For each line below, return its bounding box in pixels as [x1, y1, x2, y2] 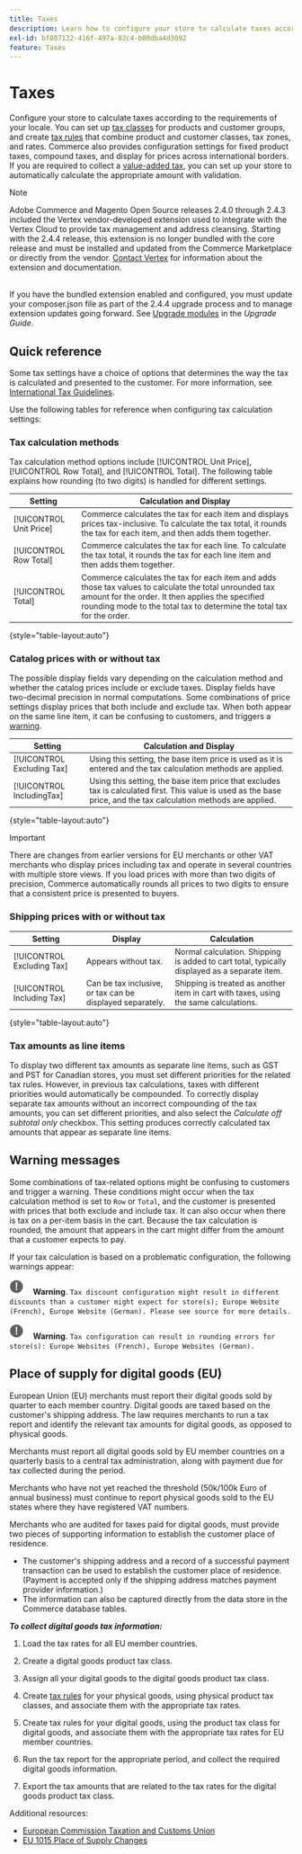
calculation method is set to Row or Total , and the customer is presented [9, 1196, 276, 1207]
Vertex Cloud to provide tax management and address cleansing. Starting [9, 224, 281, 235]
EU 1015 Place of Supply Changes [22, 1834, 148, 1845]
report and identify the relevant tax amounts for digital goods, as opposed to [9, 1419, 292, 1430]
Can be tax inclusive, [85, 978, 164, 989]
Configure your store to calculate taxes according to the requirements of [9, 112, 278, 123]
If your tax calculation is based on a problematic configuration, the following [9, 1251, 291, 1262]
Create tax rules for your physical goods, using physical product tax [22, 1690, 274, 1701]
